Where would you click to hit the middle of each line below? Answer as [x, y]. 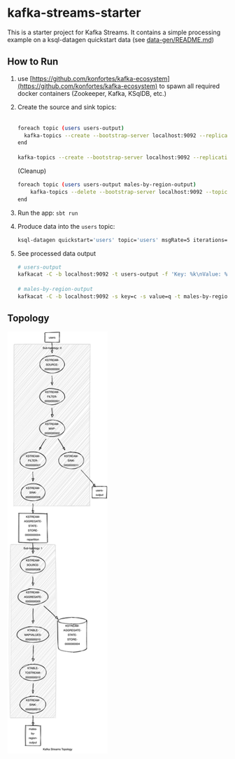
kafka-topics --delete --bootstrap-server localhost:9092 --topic [129, 192]
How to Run [33, 62]
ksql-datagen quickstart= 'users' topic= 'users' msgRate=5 [104, 240]
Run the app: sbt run [48, 213]
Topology [28, 319]
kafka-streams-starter [74, 13]
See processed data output [57, 253]
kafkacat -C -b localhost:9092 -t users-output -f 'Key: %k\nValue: [119, 274]
